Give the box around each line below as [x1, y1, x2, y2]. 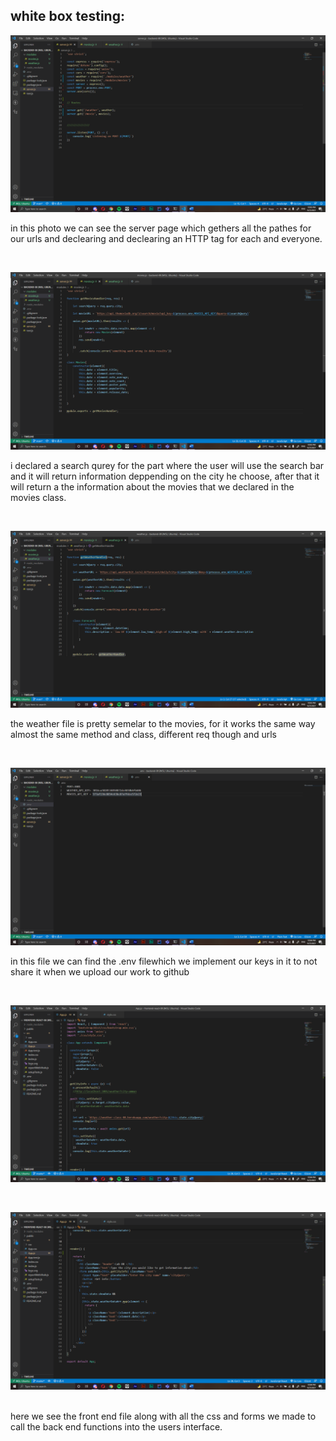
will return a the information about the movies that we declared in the [10, 480, 295, 493]
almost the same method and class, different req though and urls [10, 729, 277, 741]
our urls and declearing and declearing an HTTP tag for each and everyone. [10, 233, 323, 245]
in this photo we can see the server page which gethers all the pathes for [10, 222, 312, 234]
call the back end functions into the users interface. [10, 1420, 223, 1433]
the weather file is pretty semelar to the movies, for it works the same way [10, 718, 316, 730]
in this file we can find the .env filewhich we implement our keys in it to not [10, 955, 318, 967]
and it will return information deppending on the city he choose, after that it [10, 470, 320, 482]
